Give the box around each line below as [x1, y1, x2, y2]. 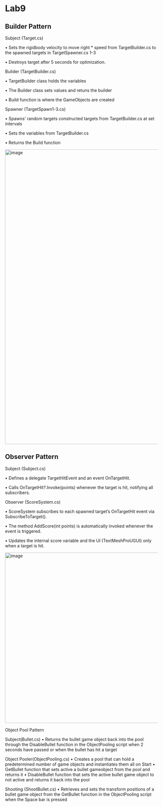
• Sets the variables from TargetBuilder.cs [5, 130, 89, 136]
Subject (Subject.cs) [5, 465, 46, 472]
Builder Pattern [5, 22, 52, 31]
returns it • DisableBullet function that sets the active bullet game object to [5, 772, 154, 777]
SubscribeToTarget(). [5, 513, 47, 519]
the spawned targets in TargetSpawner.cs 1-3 [5, 50, 96, 55]
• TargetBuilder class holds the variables [5, 78, 86, 84]
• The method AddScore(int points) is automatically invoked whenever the [5, 523, 153, 529]
